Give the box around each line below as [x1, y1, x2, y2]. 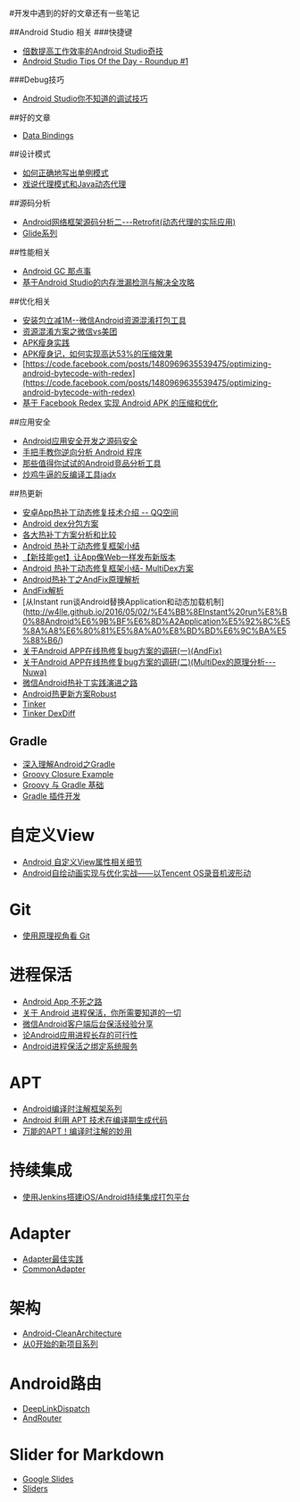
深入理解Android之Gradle [21, 759, 116, 769]
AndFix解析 [21, 585, 64, 596]
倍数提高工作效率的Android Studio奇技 [21, 46, 163, 56]
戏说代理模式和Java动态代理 [21, 179, 127, 189]
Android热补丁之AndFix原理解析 [21, 575, 140, 584]
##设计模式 [9, 148, 51, 159]
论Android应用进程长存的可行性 [21, 1029, 138, 1040]
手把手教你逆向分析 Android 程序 [21, 447, 143, 457]
